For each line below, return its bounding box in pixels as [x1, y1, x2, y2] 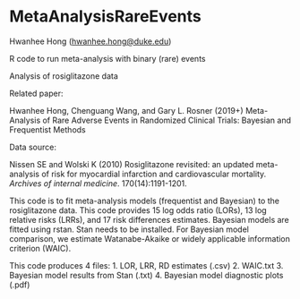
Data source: [9, 141, 56, 152]
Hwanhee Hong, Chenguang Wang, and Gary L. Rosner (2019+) [9, 105, 244, 115]
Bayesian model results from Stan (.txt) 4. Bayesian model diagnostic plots [9, 269, 284, 280]
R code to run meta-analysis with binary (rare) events [9, 53, 206, 64]
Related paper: [9, 88, 64, 98]
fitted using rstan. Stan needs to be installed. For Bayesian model [9, 224, 249, 235]
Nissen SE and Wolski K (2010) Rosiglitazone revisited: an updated [9, 158, 254, 169]
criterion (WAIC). [9, 243, 72, 253]
